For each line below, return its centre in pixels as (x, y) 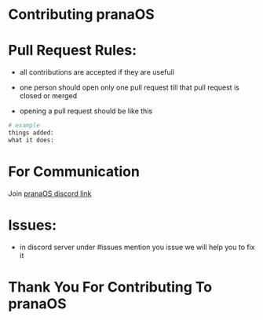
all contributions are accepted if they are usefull (97, 72)
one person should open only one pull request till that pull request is (129, 87)
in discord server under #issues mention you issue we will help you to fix (137, 247)
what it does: (31, 140)
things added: (31, 133)
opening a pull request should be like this (86, 111)
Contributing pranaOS (81, 15)
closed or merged (48, 96)
